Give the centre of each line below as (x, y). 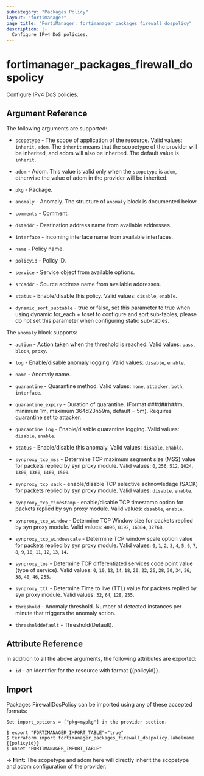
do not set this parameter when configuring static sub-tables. (92, 320)
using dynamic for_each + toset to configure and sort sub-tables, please (106, 314)
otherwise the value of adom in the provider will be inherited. (91, 178)
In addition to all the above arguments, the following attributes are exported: (101, 658)
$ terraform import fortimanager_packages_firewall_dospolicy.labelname (100, 738)
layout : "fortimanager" (37, 18)
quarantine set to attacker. (48, 417)
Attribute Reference (45, 644)
